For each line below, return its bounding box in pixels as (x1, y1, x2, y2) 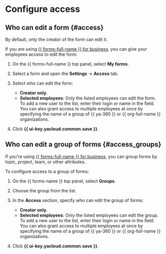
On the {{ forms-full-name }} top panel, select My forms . (12, 61, 129, 67)
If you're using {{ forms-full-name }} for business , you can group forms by (5, 153, 158, 160)
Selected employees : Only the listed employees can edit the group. (19, 212, 159, 218)
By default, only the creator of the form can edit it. (5, 36, 108, 42)
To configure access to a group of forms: (5, 168, 89, 174)
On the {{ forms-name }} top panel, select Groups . (12, 178, 116, 184)
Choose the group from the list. (12, 187, 77, 193)
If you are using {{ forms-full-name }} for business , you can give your (5, 46, 148, 52)
